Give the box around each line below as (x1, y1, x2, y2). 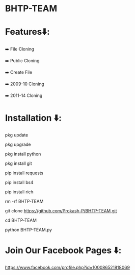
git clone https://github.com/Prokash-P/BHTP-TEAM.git (5, 208, 117, 214)
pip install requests (5, 170, 44, 176)
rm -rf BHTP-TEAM (5, 199, 44, 205)
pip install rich (5, 189, 33, 195)
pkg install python (5, 151, 41, 157)
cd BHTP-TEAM (5, 217, 37, 223)
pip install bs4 (5, 180, 33, 185)
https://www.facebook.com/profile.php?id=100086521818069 (5, 265, 130, 270)
